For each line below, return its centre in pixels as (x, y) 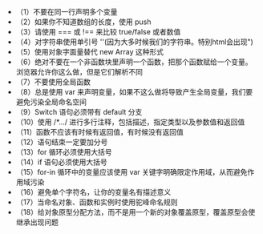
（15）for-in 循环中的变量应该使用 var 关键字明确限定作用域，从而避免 (131, 172)
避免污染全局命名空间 (51, 102)
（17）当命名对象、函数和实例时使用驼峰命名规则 (97, 202)
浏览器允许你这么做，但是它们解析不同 (79, 72)
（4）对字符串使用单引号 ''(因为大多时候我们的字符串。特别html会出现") (135, 42)
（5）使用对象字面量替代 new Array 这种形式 (90, 52)
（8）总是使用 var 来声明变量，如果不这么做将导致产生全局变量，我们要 (134, 92)
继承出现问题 (37, 222)
